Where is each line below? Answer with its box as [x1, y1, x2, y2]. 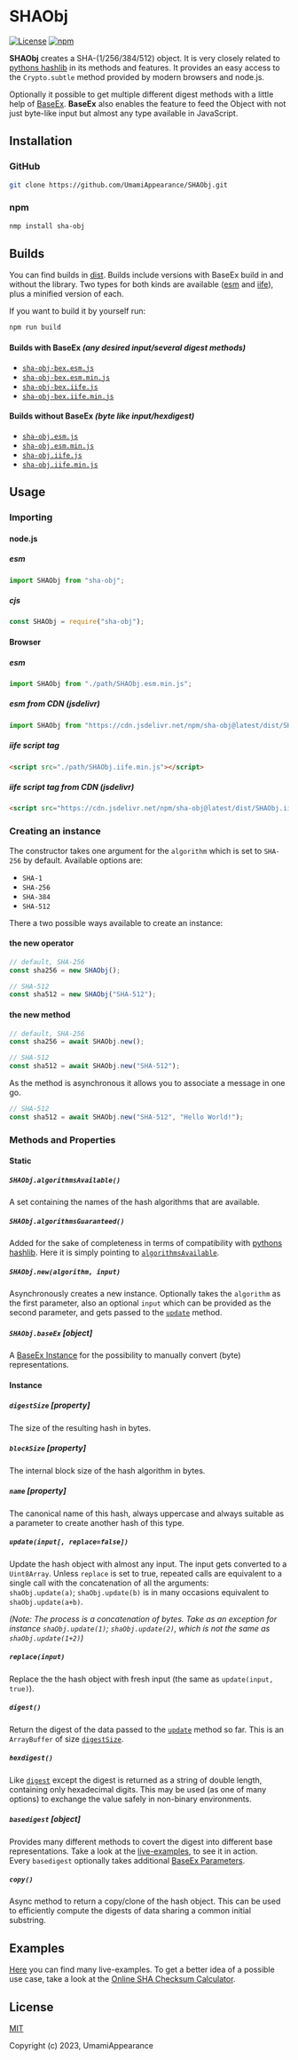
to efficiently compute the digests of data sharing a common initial [9, 1905, 251, 1916]
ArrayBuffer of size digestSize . [9, 1733, 124, 1744]
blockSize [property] [9, 1442, 87, 1454]
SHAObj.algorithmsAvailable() [9, 1176, 122, 1185]
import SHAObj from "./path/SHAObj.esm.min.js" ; [9, 679, 192, 688]
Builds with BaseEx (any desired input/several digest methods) [9, 342, 247, 353]
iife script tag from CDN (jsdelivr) [9, 782, 135, 793]
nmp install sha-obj [9, 221, 86, 230]
